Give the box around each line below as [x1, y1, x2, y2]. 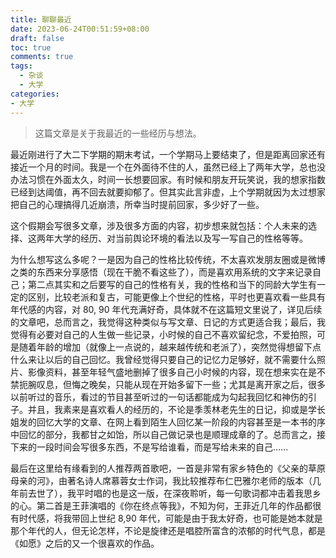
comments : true [10, 52, 74, 62]
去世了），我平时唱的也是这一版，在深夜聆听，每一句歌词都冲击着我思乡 [27, 487, 322, 499]
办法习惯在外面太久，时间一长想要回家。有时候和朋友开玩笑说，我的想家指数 [10, 173, 326, 185]
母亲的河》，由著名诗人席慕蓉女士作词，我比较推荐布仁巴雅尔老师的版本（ [10, 474, 313, 486]
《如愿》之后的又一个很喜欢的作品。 [10, 537, 160, 549]
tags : [10, 61, 33, 71]
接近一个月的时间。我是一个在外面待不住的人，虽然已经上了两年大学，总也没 [10, 161, 326, 173]
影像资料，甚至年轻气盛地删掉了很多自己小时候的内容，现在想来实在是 [27, 366, 317, 378]
